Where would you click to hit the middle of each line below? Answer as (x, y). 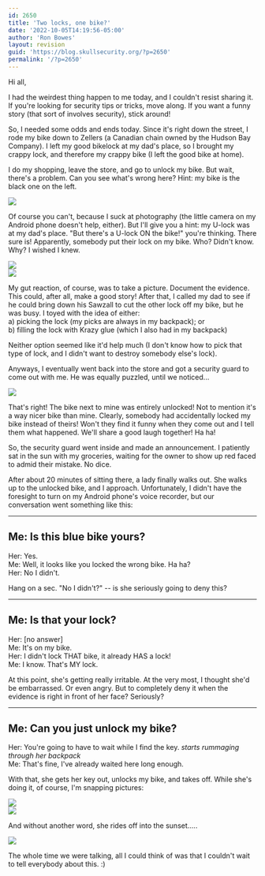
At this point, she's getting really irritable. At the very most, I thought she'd (129, 680)
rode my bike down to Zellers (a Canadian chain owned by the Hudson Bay (129, 137)
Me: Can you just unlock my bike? (93, 728)
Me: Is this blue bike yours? (77, 537)
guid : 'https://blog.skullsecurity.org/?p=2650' (90, 52)
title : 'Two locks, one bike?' (60, 23)
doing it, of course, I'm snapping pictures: (76, 788)
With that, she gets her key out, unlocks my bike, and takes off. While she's (130, 779)
